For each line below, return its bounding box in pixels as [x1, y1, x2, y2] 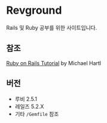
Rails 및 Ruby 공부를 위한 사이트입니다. [6, 24, 97, 31]
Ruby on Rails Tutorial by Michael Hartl [6, 59, 102, 66]
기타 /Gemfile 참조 [14, 110, 59, 117]
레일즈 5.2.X [14, 103, 44, 110]
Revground [6, 4, 62, 17]
